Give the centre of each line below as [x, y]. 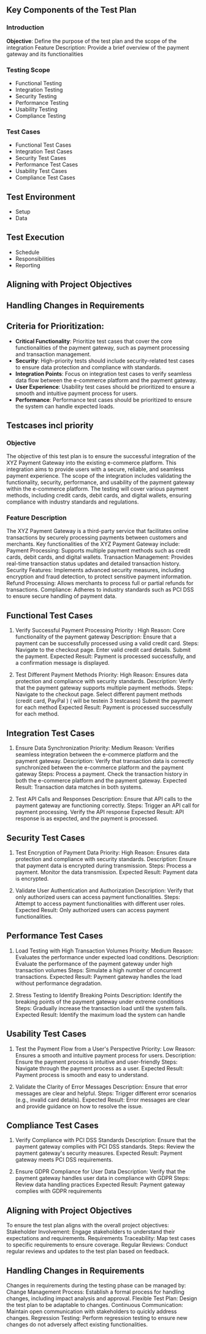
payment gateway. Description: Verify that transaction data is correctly [105, 761]
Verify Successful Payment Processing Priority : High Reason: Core [100, 631]
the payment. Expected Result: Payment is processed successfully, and [105, 656]
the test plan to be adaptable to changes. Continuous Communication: [95, 1305]
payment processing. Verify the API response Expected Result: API [99, 812]
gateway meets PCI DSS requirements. [64, 1160]
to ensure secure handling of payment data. [62, 596]
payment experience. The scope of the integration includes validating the [99, 476]
